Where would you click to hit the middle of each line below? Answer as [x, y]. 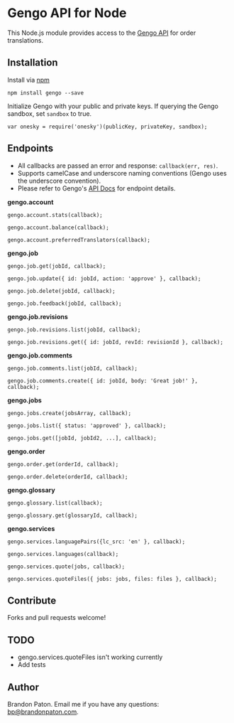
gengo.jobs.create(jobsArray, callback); [69, 413]
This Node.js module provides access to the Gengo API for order [102, 33]
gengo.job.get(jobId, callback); [57, 266]
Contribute [32, 600]
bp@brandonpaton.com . [43, 712]
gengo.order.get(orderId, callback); [63, 464]
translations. [26, 40]
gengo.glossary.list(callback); [55, 503]
